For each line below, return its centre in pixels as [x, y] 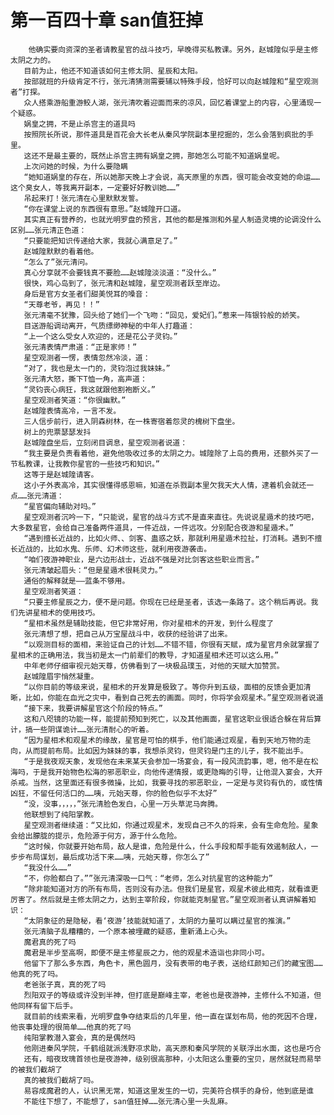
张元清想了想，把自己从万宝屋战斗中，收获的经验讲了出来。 [128, 634]
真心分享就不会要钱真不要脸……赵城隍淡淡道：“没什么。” [120, 272]
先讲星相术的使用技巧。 [58, 612]
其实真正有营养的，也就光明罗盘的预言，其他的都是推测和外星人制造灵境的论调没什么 [172, 219]
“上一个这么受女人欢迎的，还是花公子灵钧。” [100, 336]
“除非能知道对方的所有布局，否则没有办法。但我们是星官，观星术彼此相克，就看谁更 [171, 889]
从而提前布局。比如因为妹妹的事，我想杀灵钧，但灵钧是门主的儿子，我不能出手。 [166, 751]
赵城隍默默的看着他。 [61, 251]
